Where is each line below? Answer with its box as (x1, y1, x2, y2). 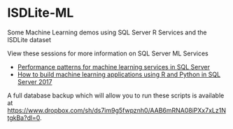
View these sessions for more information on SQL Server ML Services (7, 49, 209, 57)
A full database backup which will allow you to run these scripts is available (7, 91, 225, 100)
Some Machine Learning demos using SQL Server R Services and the (7, 28, 208, 36)
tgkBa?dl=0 (7, 114, 41, 122)
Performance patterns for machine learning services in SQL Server (17, 62, 210, 71)
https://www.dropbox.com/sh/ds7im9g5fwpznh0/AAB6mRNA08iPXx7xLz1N (7, 106, 226, 114)
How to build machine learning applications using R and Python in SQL (17, 70, 221, 79)
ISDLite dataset (7, 35, 51, 43)
